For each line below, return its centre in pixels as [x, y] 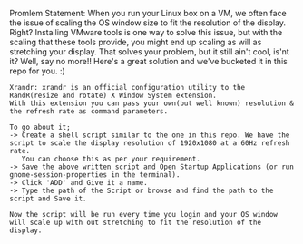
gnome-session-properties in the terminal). [95, 175]
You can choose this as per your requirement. [111, 159]
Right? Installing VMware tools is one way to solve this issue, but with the [146, 32]
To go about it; [40, 127]
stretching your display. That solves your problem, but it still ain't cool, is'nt [150, 52]
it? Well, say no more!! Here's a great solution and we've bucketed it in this [148, 61]
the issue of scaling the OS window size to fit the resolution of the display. [147, 23]
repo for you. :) [37, 71]
